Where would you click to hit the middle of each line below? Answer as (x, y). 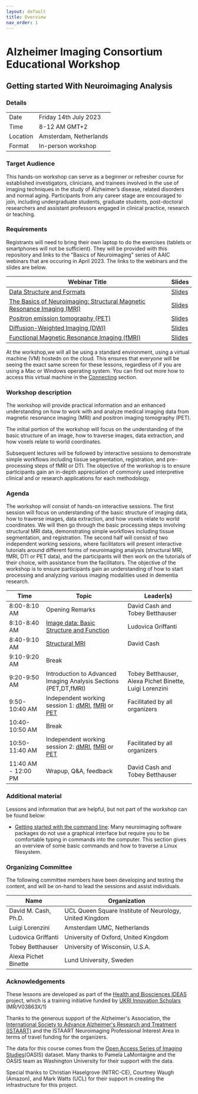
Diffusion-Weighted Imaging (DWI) (57, 328)
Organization (127, 901)
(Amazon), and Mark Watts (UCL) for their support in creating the (85, 1079)
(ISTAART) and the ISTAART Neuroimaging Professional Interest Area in (93, 1031)
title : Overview (26, 17)
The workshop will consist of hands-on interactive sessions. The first (90, 506)
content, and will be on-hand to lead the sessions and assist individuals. (93, 886)
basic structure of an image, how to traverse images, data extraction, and (95, 436)
